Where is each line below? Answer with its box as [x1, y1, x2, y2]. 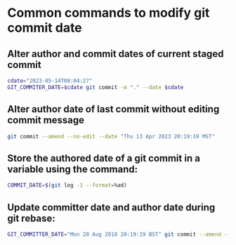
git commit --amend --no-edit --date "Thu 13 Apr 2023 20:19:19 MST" [7, 133, 216, 140]
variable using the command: [7, 163, 138, 175]
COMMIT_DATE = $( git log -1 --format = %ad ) [7, 182, 128, 189]
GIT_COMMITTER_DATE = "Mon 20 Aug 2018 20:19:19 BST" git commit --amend [7, 230, 221, 238]
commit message [7, 114, 85, 126]
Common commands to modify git [7, 5, 210, 21]
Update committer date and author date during [7, 201, 216, 213]
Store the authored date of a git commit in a [7, 152, 200, 164]
